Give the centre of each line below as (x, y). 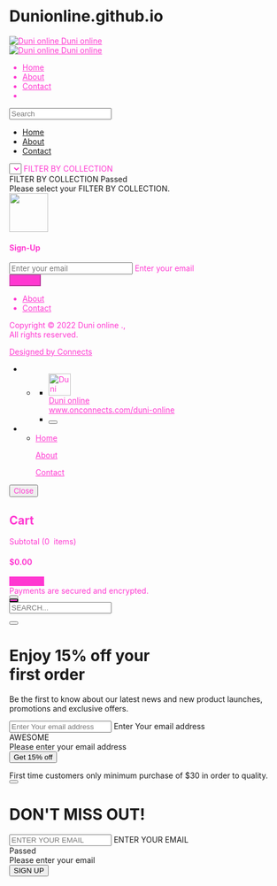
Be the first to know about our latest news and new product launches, (136, 699)
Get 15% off (33, 757)
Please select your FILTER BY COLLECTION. (90, 189)
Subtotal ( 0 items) (43, 541)
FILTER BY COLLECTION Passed (69, 179)
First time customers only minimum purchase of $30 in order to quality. (138, 775)
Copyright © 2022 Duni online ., (67, 326)
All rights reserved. (44, 335)
